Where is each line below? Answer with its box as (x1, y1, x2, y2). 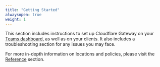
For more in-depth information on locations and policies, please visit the (5, 51, 155, 57)
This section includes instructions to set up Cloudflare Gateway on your (5, 31, 154, 37)
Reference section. (5, 56, 44, 62)
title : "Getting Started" (5, 7, 60, 13)
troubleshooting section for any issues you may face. (5, 41, 116, 47)
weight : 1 (5, 17, 26, 22)
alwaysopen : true (5, 12, 42, 17)
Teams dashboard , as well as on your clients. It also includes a (5, 36, 135, 42)
